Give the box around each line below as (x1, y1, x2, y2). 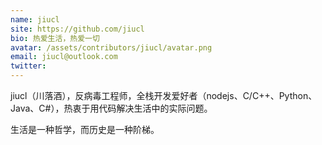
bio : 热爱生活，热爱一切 (10, 33, 100, 43)
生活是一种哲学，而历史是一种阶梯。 (10, 124, 160, 135)
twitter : (10, 61, 47, 71)
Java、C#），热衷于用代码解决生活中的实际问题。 (10, 102, 213, 114)
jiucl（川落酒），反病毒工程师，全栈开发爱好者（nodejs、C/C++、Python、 (10, 90, 318, 101)
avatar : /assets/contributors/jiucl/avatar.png (10, 42, 213, 53)
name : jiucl (10, 14, 60, 25)
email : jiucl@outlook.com (10, 52, 118, 62)
